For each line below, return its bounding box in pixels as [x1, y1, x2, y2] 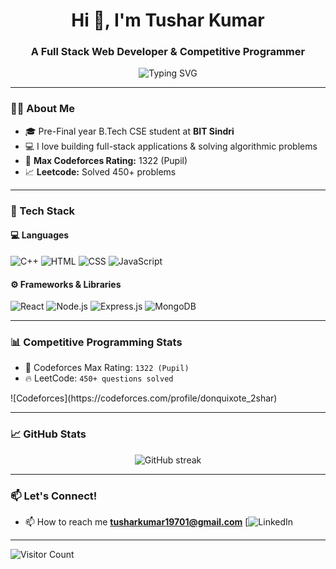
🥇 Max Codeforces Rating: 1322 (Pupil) [24, 154, 188, 166]
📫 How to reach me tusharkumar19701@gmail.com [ [24, 516, 249, 528]
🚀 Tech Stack [10, 204, 76, 218]
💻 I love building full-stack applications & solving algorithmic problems [24, 140, 318, 152]
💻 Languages [10, 229, 70, 241]
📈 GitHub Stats [10, 427, 87, 441]
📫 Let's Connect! [10, 489, 98, 503]
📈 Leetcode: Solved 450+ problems [24, 165, 177, 178]
